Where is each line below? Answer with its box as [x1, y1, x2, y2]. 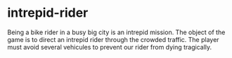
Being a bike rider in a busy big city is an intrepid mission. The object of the [7, 28, 226, 36]
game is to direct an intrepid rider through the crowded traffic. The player [7, 35, 219, 43]
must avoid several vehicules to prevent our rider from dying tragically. [7, 43, 212, 51]
